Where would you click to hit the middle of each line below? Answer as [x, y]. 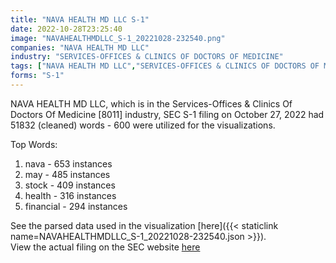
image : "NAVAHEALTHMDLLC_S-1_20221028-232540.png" [118, 38]
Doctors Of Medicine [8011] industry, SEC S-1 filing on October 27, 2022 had [167, 114]
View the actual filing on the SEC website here [105, 247]
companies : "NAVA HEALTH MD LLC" [80, 47]
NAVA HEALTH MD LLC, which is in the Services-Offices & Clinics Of [151, 103]
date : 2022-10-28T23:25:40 [66, 29]
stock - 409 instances [70, 185]
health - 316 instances [70, 195]
